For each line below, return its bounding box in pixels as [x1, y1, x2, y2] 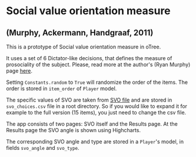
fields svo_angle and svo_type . [6, 145, 79, 151]
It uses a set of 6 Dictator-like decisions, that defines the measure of [6, 55, 172, 61]
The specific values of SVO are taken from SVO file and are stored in [6, 96, 172, 103]
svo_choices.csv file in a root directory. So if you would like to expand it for [6, 103, 187, 110]
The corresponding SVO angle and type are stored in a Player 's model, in [6, 138, 184, 145]
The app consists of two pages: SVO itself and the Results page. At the [6, 120, 178, 127]
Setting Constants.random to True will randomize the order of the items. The [6, 78, 188, 86]
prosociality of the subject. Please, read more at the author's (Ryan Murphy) [6, 61, 191, 68]
